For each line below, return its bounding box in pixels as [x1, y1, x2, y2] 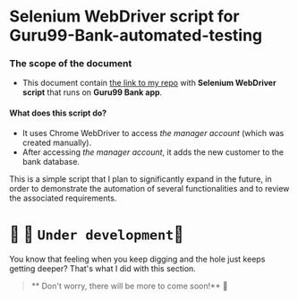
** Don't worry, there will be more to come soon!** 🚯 [30, 280, 228, 291]
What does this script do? [9, 107, 107, 118]
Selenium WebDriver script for [9, 6, 240, 27]
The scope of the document [9, 57, 132, 70]
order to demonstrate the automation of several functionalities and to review [9, 183, 290, 193]
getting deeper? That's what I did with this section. [9, 262, 197, 274]
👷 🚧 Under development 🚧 [9, 224, 184, 244]
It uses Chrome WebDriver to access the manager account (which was [21, 127, 285, 138]
